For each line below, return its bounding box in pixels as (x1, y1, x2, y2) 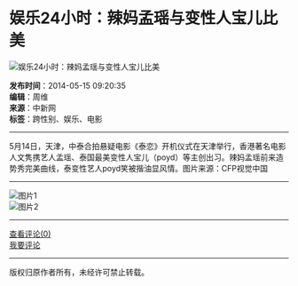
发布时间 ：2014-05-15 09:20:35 (9, 80, 126, 91)
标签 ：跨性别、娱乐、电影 (9, 113, 103, 124)
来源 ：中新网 (9, 102, 56, 113)
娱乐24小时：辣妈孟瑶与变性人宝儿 (9, 8, 263, 28)
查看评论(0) (9, 228, 51, 239)
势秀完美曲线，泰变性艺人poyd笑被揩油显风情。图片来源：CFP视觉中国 (9, 163, 269, 173)
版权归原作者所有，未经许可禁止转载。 (9, 266, 149, 277)
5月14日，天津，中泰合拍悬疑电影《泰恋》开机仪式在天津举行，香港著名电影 (9, 140, 286, 151)
